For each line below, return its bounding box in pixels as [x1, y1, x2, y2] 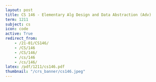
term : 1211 [5, 17, 29, 22]
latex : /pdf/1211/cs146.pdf [5, 64, 65, 69]
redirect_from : [5, 36, 38, 41]
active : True [5, 31, 33, 36]
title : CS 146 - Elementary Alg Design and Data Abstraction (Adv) [5, 12, 152, 17]
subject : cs [5, 21, 31, 27]
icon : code [5, 26, 29, 32]
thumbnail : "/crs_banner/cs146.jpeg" [5, 69, 86, 74]
